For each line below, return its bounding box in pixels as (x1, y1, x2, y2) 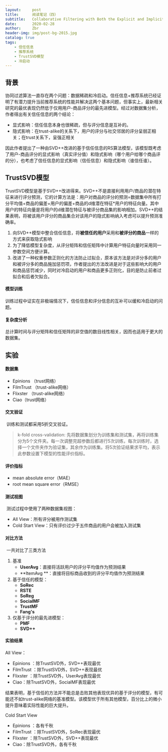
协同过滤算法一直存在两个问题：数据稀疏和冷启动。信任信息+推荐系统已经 (5, 93, 157, 99)
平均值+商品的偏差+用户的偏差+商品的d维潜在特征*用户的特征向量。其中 (9, 200, 159, 206)
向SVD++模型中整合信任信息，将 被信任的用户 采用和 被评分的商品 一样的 (12, 230, 159, 236)
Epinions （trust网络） (12, 378, 58, 384)
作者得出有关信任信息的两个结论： (5, 111, 75, 118)
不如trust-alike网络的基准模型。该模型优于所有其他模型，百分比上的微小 (13, 696, 162, 702)
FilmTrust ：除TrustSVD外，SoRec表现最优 (12, 728, 101, 734)
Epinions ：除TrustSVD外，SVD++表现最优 (12, 660, 101, 666)
